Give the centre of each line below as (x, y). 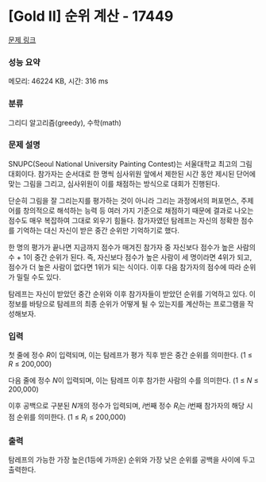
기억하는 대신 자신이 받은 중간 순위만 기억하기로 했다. (98, 230)
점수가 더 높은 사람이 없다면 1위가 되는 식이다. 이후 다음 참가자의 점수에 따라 (125, 267)
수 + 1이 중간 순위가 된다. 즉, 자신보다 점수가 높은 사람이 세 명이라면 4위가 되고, (130, 257)
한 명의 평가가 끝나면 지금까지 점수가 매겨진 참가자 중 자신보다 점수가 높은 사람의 (132, 247)
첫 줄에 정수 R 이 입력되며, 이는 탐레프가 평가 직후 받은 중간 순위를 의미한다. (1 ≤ (130, 355)
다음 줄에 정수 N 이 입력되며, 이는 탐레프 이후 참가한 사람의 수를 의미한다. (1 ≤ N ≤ (133, 380)
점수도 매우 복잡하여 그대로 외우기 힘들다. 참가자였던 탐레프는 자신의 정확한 (124, 220)
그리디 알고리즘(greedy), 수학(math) (65, 122)
